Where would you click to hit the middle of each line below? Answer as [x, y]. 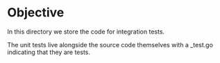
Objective [36, 13]
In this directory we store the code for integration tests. [86, 32]
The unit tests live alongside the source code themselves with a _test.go [110, 45]
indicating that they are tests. [49, 52]
